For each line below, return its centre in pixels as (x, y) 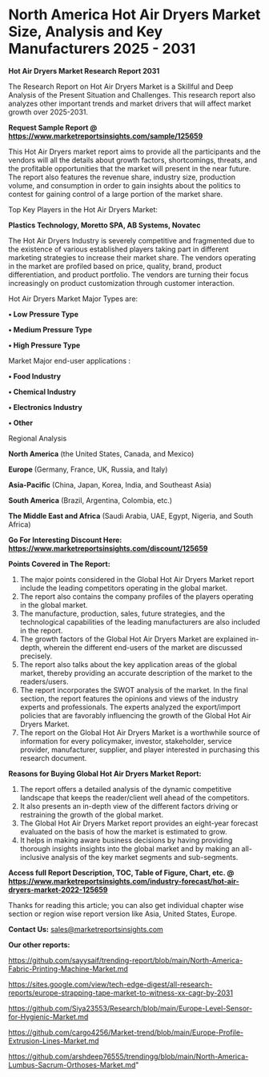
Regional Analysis (38, 438)
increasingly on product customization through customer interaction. (121, 283)
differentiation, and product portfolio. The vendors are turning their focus (128, 275)
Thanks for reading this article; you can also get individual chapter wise (126, 905)
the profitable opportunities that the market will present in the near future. (130, 168)
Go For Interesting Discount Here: (65, 540)
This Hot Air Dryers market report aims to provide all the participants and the (134, 151)
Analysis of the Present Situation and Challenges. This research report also (132, 94)
